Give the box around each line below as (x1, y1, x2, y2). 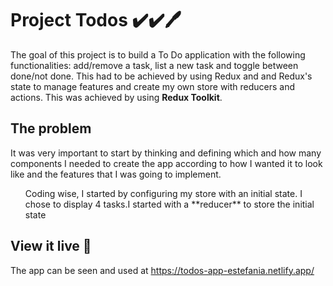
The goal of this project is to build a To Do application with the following (10, 48, 306, 61)
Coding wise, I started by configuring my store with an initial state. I (24, 187, 303, 199)
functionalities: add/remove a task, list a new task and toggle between (10, 59, 299, 71)
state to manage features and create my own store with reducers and (10, 80, 296, 92)
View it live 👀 (10, 238, 92, 255)
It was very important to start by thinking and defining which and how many (10, 147, 322, 159)
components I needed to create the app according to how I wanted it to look (10, 157, 323, 169)
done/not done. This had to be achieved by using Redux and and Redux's (10, 70, 313, 82)
